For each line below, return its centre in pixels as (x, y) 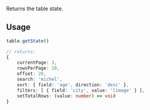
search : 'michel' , (40, 80)
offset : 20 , (32, 74)
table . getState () (28, 41)
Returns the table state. (35, 9)
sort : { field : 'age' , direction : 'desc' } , (73, 85)
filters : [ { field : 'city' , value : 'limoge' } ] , (81, 90)
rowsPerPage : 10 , (38, 68)
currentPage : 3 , (37, 63)
